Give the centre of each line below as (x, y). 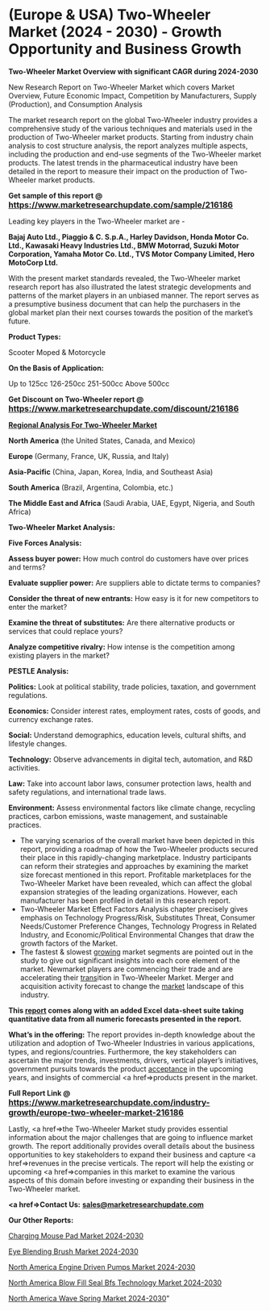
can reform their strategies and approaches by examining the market (134, 866)
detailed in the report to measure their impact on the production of (118, 171)
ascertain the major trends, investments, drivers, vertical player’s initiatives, (133, 1060)
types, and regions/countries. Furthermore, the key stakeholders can (123, 1051)
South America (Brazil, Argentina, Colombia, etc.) (91, 487)
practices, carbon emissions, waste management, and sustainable (118, 816)
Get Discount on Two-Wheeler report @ (76, 399)
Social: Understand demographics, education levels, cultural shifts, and (127, 735)
